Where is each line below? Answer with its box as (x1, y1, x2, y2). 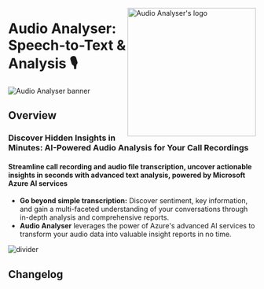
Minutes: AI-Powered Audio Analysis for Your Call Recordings (8, 143, 249, 154)
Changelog (8, 268, 64, 281)
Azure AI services (8, 178, 68, 188)
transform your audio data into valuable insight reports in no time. (19, 229, 232, 239)
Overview (8, 109, 57, 122)
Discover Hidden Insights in (8, 132, 116, 143)
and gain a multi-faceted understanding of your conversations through (19, 205, 248, 214)
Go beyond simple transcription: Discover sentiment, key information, (19, 196, 248, 206)
